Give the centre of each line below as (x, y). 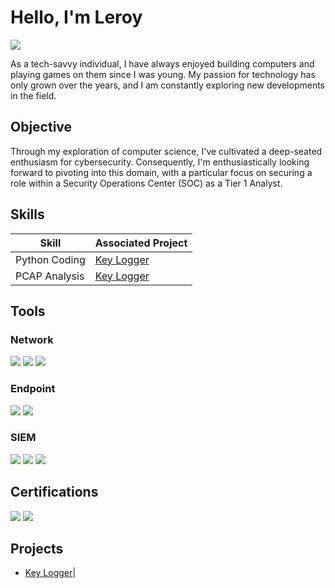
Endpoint (33, 389)
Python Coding (50, 259)
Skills (27, 214)
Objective (41, 127)
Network (32, 339)
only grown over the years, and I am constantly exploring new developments (167, 85)
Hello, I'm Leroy (76, 17)
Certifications (54, 492)
